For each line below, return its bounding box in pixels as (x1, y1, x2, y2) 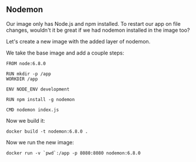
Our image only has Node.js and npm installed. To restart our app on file (6, 20, 181, 27)
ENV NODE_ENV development (6, 86, 69, 92)
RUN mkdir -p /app (6, 70, 51, 77)
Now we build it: (6, 117, 45, 124)
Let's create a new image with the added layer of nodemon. (6, 38, 151, 45)
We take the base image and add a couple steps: (6, 49, 125, 56)
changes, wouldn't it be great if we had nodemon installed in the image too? (6, 26, 190, 33)
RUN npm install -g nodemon (6, 96, 75, 102)
